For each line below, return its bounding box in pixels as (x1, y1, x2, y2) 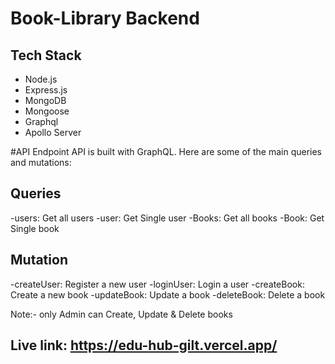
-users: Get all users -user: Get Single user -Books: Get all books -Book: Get (10, 212, 325, 224)
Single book (10, 222, 60, 234)
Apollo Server (24, 127, 82, 138)
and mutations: (10, 157, 72, 168)
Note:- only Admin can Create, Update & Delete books (10, 308, 233, 320)
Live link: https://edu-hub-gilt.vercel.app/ (10, 337, 278, 354)
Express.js (24, 84, 68, 96)
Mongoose (24, 105, 70, 117)
